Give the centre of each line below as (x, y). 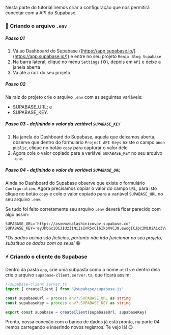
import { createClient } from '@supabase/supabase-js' (65, 289)
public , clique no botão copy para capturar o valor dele (70, 148)
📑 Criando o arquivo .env (36, 26)
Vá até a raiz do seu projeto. (42, 72)
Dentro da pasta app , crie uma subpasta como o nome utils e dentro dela (83, 270)
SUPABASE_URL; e (32, 107)
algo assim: (17, 214)
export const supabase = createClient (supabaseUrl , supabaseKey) (76, 312)
